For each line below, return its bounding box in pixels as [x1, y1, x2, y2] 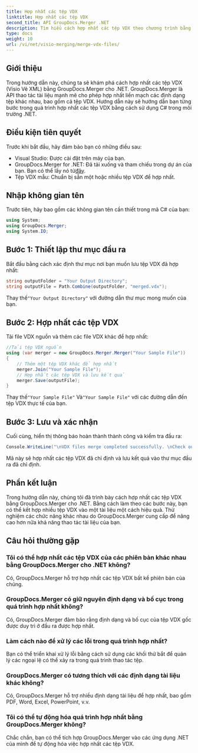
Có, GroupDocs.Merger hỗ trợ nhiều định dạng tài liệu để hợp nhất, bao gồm [6, 692, 192, 699]
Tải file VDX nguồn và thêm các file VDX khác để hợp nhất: [6, 333, 148, 340]
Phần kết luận [6, 478, 57, 488]
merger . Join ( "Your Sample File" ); [16, 366, 101, 372]
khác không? [6, 679, 44, 687]
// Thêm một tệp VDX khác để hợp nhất [16, 361, 117, 367]
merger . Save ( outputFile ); [16, 377, 81, 383]
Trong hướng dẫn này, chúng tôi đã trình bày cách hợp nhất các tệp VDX [6, 494, 181, 501]
